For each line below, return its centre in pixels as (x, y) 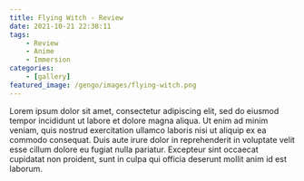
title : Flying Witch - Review (67, 18)
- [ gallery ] (48, 77)
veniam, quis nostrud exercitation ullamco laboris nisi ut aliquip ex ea (138, 130)
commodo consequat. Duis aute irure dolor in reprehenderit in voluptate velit (152, 139)
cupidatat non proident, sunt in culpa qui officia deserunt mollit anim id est (148, 158)
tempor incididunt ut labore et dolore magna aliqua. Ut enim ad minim (139, 120)
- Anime (40, 52)
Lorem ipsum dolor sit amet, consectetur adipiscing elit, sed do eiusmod (144, 110)
